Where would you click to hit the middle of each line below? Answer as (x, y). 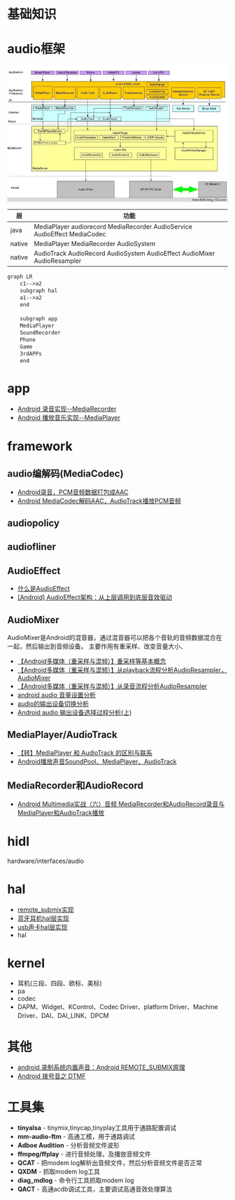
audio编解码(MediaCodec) (65, 474)
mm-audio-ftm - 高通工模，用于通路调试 (76, 1137)
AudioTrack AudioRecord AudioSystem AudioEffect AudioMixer (124, 254)
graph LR (20, 277)
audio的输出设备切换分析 (53, 704)
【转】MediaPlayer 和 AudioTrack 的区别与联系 (85, 752)
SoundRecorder (40, 333)
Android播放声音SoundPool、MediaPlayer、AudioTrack (97, 761)
